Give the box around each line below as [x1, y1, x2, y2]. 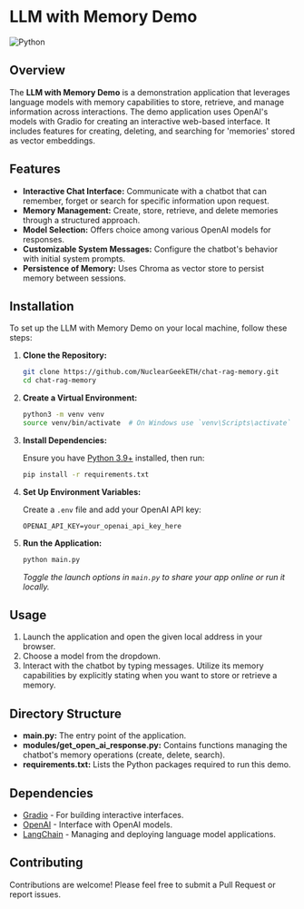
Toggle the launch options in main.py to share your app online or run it [22, 571, 286, 582]
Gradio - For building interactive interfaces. [22, 810, 184, 821]
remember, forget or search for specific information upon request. [22, 195, 270, 206]
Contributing [9, 855, 83, 871]
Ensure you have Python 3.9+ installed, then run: [22, 452, 205, 463]
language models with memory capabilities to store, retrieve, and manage [9, 96, 284, 107]
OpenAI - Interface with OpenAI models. [22, 819, 173, 830]
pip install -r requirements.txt [22, 469, 150, 479]
